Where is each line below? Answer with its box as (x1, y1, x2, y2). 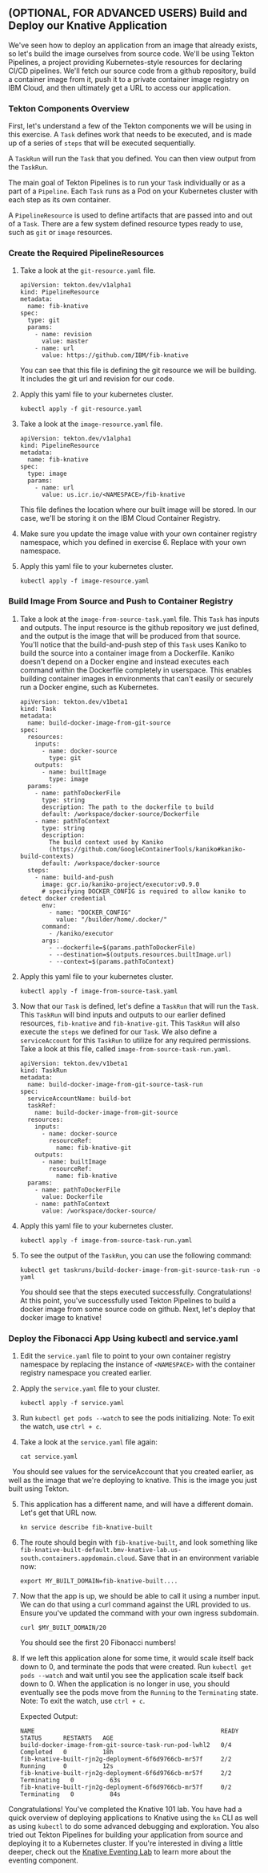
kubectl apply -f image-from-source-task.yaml (19, 987, 178, 995)
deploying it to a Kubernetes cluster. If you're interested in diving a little (8, 1838, 243, 1848)
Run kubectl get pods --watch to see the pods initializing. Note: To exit (19, 1413, 255, 1423)
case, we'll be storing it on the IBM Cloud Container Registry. (19, 514, 221, 523)
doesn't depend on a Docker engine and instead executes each (19, 656, 230, 666)
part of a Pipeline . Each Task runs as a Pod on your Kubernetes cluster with (8, 186, 258, 196)
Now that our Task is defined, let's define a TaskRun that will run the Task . (19, 1001, 258, 1010)
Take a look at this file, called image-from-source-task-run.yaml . (19, 1043, 231, 1054)
